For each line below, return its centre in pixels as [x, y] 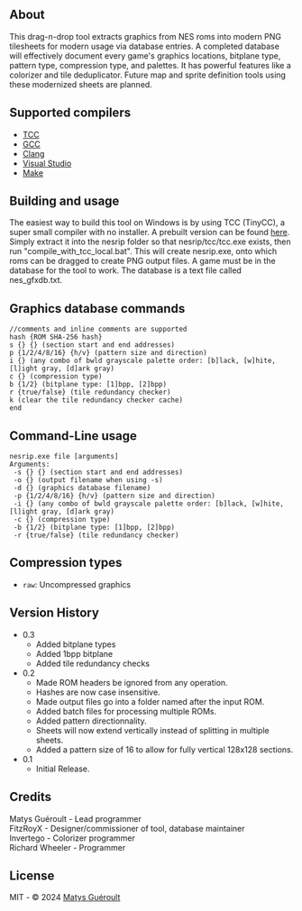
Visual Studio [47, 163]
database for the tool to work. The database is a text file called [125, 270]
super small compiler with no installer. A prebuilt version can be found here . [150, 232]
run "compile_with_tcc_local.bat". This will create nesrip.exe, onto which [143, 251]
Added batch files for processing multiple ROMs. [126, 711]
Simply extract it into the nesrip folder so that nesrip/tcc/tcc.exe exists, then [150, 241]
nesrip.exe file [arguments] [64, 457]
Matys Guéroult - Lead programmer [75, 818]
